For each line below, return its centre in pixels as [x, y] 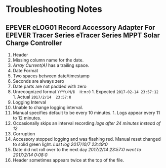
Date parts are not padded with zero [50, 86]
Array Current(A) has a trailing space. [51, 65]
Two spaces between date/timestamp [51, 76]
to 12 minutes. [27, 118]
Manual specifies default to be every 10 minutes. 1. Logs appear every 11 [86, 113]
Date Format [25, 71]
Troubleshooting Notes [54, 9]
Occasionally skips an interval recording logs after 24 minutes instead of [87, 123]
